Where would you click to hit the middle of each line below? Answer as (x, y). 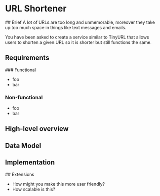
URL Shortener (36, 9)
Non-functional (24, 97)
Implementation (30, 163)
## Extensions (20, 174)
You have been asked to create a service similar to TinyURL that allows (77, 37)
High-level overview (37, 129)
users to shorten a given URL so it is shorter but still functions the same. (79, 42)
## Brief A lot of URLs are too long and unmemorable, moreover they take (80, 22)
